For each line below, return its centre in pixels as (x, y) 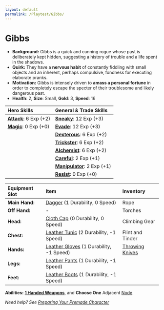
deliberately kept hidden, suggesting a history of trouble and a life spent (84, 57)
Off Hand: (19, 210)
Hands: (16, 249)
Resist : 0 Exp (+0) (76, 174)
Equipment (20, 188)
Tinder (130, 239)
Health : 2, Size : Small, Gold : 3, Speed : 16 (54, 99)
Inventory (134, 191)
